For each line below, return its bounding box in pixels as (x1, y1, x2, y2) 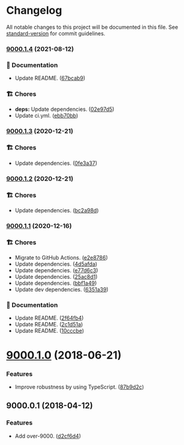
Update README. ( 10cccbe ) (14, 327, 85, 335)
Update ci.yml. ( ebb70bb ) (14, 112, 79, 119)
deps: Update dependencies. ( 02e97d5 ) (14, 106, 115, 113)
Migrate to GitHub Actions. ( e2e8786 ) (14, 254, 108, 261)
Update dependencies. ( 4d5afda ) (14, 260, 98, 267)
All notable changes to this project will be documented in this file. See (6, 23, 179, 31)
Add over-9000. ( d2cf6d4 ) (14, 432, 82, 440)
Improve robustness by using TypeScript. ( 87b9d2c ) (14, 383, 144, 390)
